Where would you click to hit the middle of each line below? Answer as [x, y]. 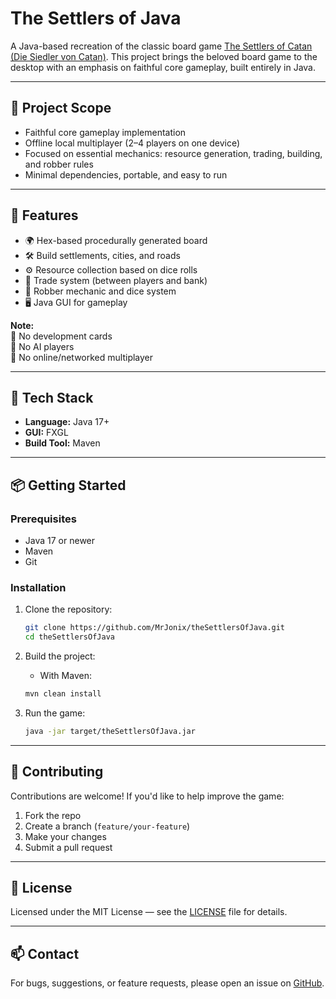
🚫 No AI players [42, 346]
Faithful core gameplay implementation [105, 132]
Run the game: [55, 713]
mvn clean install [63, 694]
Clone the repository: [68, 609]
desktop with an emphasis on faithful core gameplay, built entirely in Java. [163, 67]
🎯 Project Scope [61, 108]
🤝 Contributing [57, 772]
